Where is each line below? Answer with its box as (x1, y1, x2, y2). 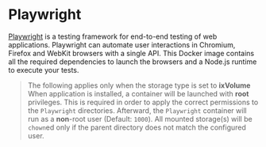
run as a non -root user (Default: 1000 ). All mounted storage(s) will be (27, 114, 253, 123)
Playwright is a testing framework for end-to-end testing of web (8, 32, 218, 41)
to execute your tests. (8, 65, 79, 74)
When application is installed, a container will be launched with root (27, 89, 249, 98)
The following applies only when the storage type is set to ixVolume (27, 81, 251, 90)
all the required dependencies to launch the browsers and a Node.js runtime (8, 57, 257, 66)
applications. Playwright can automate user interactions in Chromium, (8, 40, 236, 49)
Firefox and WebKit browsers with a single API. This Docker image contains (8, 48, 255, 58)
